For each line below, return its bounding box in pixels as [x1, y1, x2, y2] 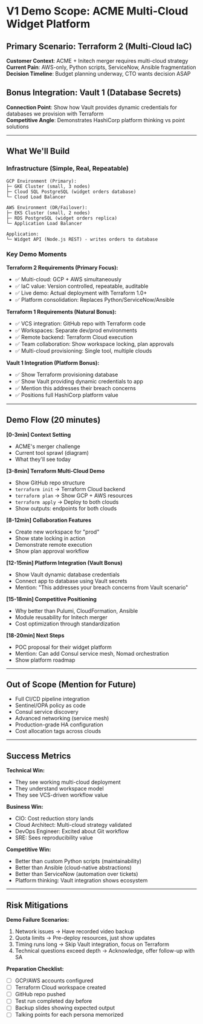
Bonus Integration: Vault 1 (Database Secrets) [6, 88, 181, 98]
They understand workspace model [14, 785, 104, 792]
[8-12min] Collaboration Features [6, 516, 92, 524]
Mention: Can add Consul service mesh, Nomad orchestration [14, 650, 169, 657]
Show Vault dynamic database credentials [14, 570, 120, 578]
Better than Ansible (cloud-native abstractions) [14, 864, 132, 872]
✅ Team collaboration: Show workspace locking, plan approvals [14, 340, 174, 347]
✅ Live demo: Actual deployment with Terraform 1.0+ [14, 289, 147, 296]
